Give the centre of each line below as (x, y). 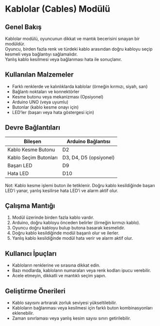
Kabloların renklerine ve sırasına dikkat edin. (56, 265)
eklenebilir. (23, 313)
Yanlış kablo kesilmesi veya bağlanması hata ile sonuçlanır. (64, 59)
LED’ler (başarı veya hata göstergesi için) (53, 112)
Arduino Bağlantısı (88, 141)
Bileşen (32, 141)
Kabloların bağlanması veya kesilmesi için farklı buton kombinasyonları (82, 308)
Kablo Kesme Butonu (31, 150)
